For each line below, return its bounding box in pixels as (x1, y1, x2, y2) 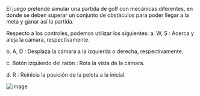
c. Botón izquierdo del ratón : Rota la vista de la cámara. (6, 60, 145, 66)
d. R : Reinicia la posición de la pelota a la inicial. (6, 71, 127, 78)
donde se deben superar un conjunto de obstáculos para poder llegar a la (6, 11, 189, 19)
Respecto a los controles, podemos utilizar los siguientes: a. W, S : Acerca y (6, 30, 195, 37)
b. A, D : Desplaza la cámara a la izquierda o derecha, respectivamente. (6, 48, 184, 55)
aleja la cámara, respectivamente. (6, 36, 90, 43)
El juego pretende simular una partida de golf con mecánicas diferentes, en (6, 5, 193, 12)
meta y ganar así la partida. (6, 18, 74, 25)
